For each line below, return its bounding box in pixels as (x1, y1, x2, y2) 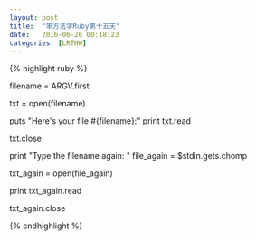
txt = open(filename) (9, 98, 86, 109)
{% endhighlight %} (9, 220, 83, 231)
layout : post (9, 13, 59, 23)
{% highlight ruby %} (9, 63, 88, 74)
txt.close (9, 133, 43, 144)
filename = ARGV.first (9, 80, 90, 91)
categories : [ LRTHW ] (9, 38, 88, 48)
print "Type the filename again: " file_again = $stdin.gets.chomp (9, 151, 248, 162)
